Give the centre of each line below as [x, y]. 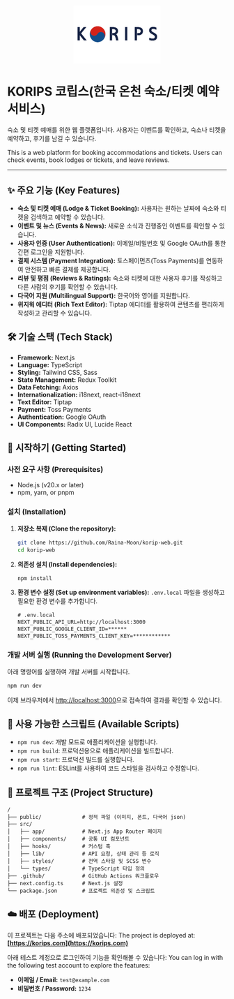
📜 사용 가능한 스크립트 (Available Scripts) [93, 724]
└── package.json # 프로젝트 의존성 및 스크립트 [81, 891]
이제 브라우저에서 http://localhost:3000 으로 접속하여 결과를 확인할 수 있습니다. [115, 700]
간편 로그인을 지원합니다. [51, 252]
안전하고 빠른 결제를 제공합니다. [68, 269]
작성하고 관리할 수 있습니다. [55, 313]
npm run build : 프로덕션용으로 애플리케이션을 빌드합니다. [95, 751]
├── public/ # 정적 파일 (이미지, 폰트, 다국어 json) [97, 817]
